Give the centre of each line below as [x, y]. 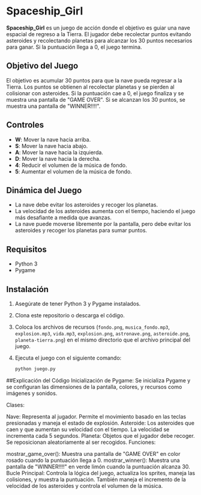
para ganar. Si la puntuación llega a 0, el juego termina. [74, 47]
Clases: [16, 405]
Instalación [28, 289]
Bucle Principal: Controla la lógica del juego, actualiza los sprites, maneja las [101, 473]
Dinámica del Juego [44, 190]
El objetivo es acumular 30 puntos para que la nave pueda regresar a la [94, 80]
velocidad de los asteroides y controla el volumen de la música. [85, 485]
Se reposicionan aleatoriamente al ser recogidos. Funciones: [81, 442]
